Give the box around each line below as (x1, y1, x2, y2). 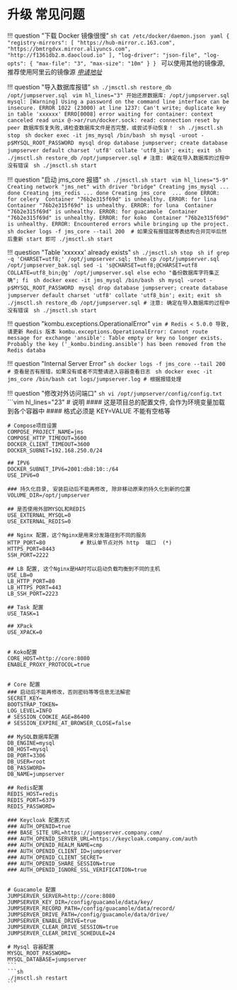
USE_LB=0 (7, 572, 33, 579)
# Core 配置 (7, 681, 40, 688)
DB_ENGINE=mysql (7, 739, 55, 747)
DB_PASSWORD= (7, 764, 46, 772)
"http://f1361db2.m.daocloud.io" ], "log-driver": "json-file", (7, 51, 201, 59)
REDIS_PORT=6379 (7, 796, 55, 803)
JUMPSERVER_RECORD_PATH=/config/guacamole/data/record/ (7, 905, 175, 912)
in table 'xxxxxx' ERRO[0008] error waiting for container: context (7, 111, 214, 118)
